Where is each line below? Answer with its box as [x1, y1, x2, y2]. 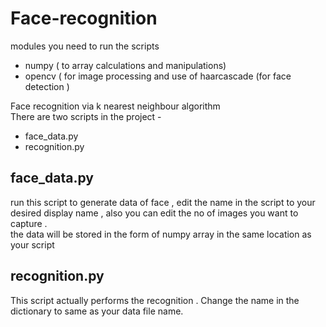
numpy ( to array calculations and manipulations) [24, 59, 227, 71]
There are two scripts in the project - [10, 110, 162, 122]
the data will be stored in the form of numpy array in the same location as [10, 228, 312, 240]
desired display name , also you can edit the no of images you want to [10, 207, 299, 219]
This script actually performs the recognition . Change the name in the [10, 294, 300, 306]
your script [10, 238, 55, 251]
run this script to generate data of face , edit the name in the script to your [10, 196, 316, 208]
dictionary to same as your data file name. [10, 305, 184, 317]
